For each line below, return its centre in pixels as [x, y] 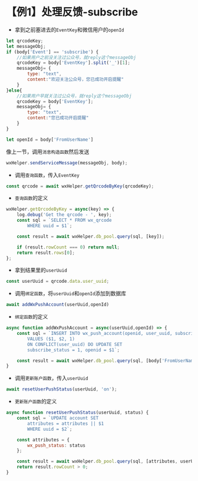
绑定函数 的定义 [31, 317]
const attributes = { [43, 440]
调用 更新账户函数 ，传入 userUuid [51, 378]
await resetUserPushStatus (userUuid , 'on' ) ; [62, 389]
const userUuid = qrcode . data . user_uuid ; [58, 282]
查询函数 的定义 [31, 198]
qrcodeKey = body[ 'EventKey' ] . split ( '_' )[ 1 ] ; [74, 63]
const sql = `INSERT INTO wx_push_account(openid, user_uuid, [95, 334]
